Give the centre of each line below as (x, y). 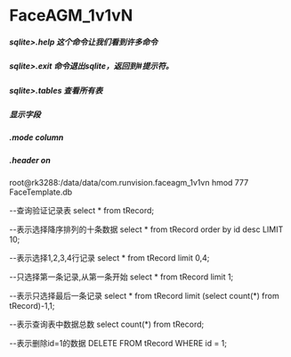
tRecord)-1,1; (32, 306)
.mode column (36, 137)
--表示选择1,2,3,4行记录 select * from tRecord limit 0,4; (109, 258)
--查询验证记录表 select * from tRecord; (81, 211)
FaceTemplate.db (41, 192)
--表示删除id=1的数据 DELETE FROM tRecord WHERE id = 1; (118, 344)
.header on (30, 160)
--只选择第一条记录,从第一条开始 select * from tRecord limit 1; (121, 277)
